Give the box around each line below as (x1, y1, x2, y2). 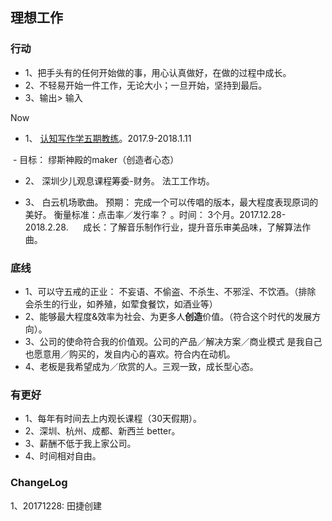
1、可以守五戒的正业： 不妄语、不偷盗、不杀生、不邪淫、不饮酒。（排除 (24, 285, 317, 297)
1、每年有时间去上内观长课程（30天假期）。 (24, 413, 202, 425)
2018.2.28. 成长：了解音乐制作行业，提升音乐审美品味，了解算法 (24, 221, 303, 233)
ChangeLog (10, 476, 68, 490)
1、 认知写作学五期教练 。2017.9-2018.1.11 (24, 132, 192, 144)
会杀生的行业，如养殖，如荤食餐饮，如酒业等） (24, 298, 218, 310)
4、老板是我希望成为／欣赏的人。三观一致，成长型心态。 (24, 360, 259, 372)
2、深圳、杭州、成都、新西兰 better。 (24, 425, 181, 437)
